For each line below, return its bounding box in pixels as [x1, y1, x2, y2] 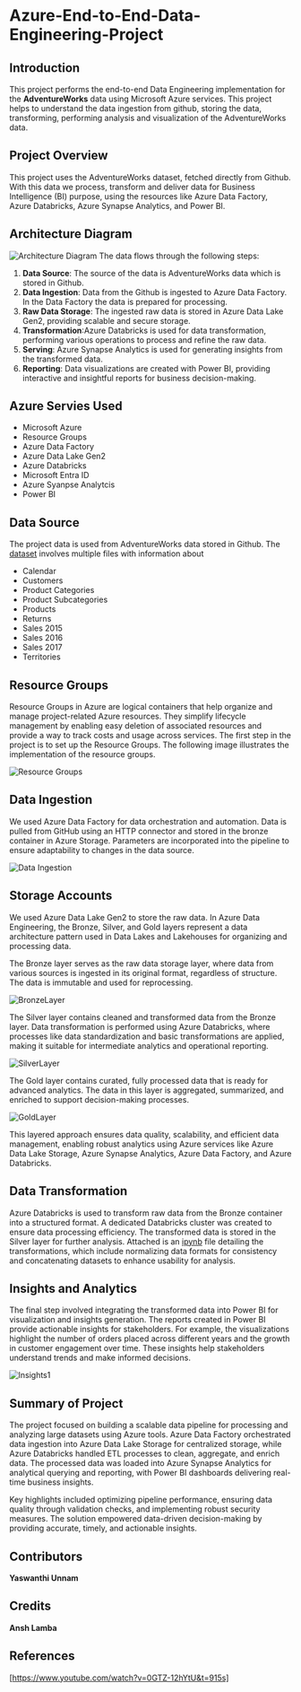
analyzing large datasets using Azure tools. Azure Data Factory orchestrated [9, 1429, 291, 1440]
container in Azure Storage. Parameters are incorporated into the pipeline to [9, 835, 289, 846]
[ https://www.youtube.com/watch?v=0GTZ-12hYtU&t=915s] [9, 1672, 229, 1683]
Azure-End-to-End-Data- [9, 5, 202, 26]
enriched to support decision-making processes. [9, 1094, 190, 1104]
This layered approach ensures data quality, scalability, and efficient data [9, 1129, 279, 1139]
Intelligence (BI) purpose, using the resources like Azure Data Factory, [9, 190, 269, 202]
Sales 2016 [21, 632, 64, 643]
